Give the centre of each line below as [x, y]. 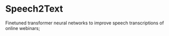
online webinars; [23, 28]
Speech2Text [34, 9]
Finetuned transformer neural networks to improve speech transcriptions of [85, 23]
